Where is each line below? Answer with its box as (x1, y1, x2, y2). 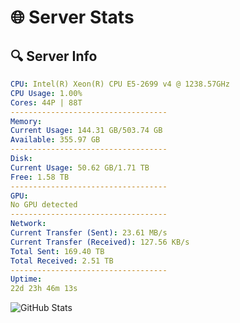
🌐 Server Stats (10, 6, 135, 29)
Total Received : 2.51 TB (10, 256, 114, 266)
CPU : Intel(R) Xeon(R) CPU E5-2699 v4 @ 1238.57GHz (10, 79, 230, 89)
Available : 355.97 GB (10, 135, 101, 145)
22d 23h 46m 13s (10, 284, 78, 294)
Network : (10, 219, 47, 229)
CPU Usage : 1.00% (10, 88, 83, 98)
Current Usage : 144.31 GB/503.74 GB (10, 126, 163, 136)
